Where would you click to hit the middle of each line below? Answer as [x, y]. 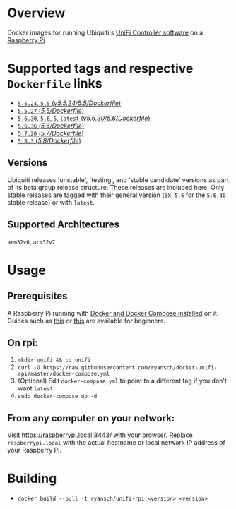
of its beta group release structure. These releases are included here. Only [116, 187]
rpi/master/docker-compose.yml [64, 374]
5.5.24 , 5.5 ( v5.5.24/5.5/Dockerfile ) [69, 103]
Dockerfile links [55, 84]
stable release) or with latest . [51, 202]
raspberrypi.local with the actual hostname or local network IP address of [117, 443]
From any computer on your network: [91, 418]
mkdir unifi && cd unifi [54, 360]
